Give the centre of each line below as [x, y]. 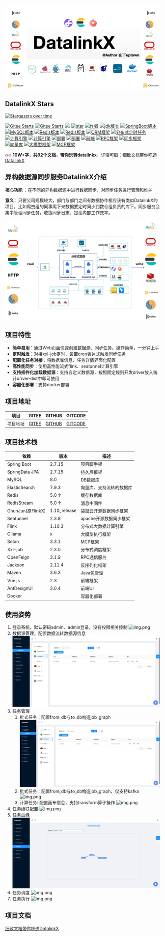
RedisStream [20, 503]
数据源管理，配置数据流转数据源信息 [49, 633]
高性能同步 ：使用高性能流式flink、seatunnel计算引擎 [65, 366]
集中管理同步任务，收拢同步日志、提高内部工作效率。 [59, 212]
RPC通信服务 [94, 557]
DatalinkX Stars [29, 104]
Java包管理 [92, 573]
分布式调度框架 [96, 550]
